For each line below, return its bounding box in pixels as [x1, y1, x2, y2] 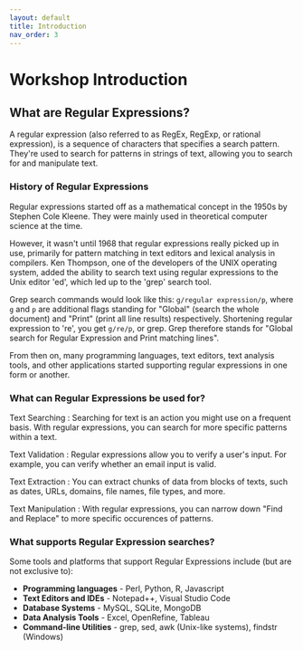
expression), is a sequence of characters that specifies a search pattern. [9, 139, 280, 149]
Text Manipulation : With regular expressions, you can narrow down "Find [9, 503, 283, 514]
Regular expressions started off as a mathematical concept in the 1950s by [9, 201, 288, 212]
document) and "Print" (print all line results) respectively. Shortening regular [9, 313, 293, 324]
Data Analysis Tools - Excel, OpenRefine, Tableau [22, 612, 210, 623]
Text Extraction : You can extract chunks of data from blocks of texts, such [9, 476, 288, 487]
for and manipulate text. [9, 158, 99, 168]
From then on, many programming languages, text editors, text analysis [9, 349, 275, 360]
